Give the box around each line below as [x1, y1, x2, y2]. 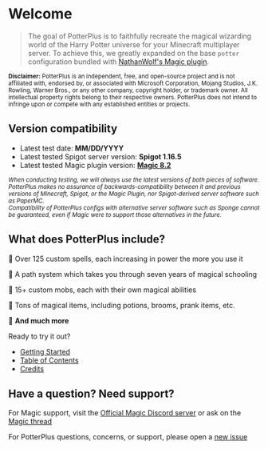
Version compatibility [8, 122, 118, 136]
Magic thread [8, 417, 53, 427]
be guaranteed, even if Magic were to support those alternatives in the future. [8, 210, 222, 218]
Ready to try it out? [8, 331, 71, 341]
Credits [19, 363, 45, 373]
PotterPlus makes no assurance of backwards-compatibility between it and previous [8, 182, 241, 190]
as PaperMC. [8, 197, 45, 205]
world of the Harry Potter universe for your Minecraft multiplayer [27, 39, 240, 49]
